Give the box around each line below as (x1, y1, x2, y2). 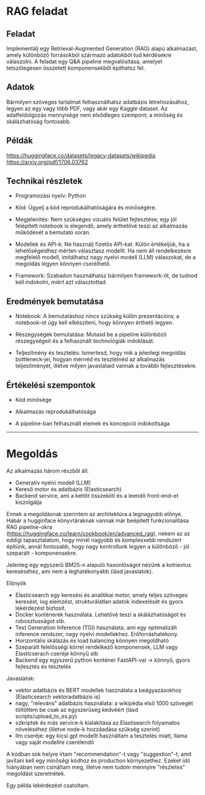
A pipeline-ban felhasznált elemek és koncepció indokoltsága (15, 420, 170, 427)
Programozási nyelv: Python (15, 192, 87, 199)
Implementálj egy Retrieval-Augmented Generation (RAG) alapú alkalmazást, (6, 45, 198, 52)
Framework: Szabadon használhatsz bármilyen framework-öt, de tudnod (15, 272, 198, 279)
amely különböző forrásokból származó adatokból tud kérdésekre (6, 51, 172, 59)
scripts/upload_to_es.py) (15, 712, 77, 720)
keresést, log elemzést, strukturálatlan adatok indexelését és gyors (15, 598, 184, 605)
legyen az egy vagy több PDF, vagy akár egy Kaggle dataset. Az (6, 105, 168, 112)
